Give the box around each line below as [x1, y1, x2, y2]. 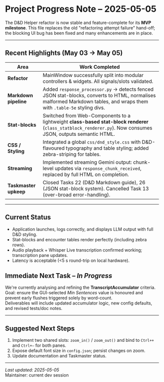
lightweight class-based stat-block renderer [42, 118, 149, 125]
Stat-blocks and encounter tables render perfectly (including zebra [12, 236, 147, 242]
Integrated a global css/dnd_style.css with [42, 138, 141, 145]
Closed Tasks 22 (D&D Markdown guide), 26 [42, 179, 145, 186]
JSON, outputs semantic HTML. [42, 130, 116, 137]
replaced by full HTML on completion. [42, 171, 129, 178]
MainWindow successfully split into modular [42, 72, 144, 78]
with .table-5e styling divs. [42, 104, 105, 111]
